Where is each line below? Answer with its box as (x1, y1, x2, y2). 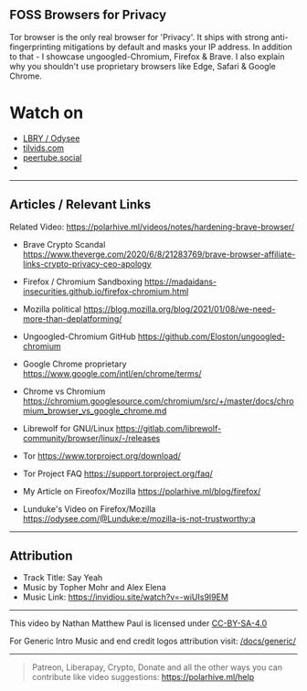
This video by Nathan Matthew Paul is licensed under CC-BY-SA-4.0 (9, 618, 268, 629)
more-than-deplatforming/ (22, 313, 122, 324)
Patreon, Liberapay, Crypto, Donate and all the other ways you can (31, 662, 283, 673)
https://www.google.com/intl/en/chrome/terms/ (22, 367, 203, 378)
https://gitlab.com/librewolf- (115, 422, 222, 433)
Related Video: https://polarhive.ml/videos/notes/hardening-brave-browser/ (9, 221, 295, 232)
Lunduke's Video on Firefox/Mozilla (22, 503, 156, 515)
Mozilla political (22, 303, 82, 314)
